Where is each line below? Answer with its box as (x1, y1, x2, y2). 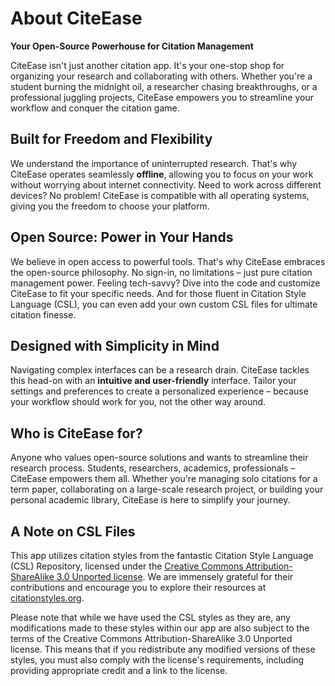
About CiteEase (10, 7, 143, 30)
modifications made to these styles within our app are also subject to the (10, 622, 310, 634)
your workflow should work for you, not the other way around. (10, 396, 267, 408)
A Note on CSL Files (10, 523, 136, 540)
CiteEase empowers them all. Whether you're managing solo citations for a (10, 473, 318, 485)
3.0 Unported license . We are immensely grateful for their (56, 571, 294, 582)
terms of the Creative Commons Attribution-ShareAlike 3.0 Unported (10, 633, 293, 644)
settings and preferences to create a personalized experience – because (10, 385, 309, 397)
